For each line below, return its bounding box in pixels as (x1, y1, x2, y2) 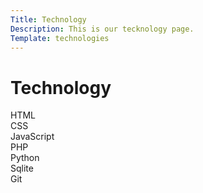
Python (10, 152, 40, 164)
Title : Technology (10, 14, 87, 25)
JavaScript (10, 131, 55, 143)
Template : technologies (10, 33, 110, 43)
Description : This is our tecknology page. (10, 24, 195, 34)
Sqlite (10, 162, 34, 175)
